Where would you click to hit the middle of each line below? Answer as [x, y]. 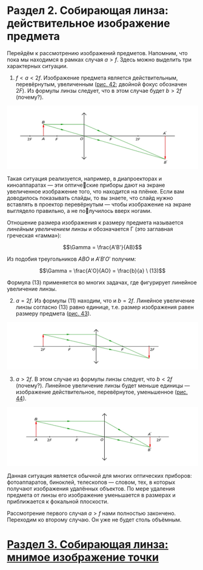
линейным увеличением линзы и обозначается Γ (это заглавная [90, 229]
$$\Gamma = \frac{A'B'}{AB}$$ [102, 247]
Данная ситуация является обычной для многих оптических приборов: [99, 476]
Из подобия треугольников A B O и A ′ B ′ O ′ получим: [72, 259]
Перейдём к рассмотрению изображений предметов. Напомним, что [97, 53]
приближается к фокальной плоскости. [58, 501]
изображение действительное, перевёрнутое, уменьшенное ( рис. [102, 392]
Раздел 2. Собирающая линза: [88, 11]
